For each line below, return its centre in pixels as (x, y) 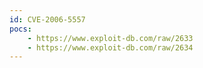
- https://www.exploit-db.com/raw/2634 (110, 47)
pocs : (20, 29)
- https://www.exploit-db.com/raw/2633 (110, 38)
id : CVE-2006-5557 (47, 19)
